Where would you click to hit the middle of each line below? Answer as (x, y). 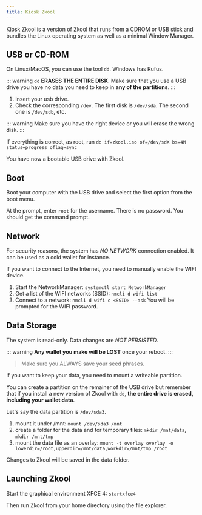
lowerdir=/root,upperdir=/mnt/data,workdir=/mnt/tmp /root (91, 448)
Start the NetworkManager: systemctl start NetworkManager (91, 287)
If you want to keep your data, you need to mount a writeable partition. (94, 375)
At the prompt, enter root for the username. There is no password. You (95, 211)
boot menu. (21, 199)
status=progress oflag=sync (42, 148)
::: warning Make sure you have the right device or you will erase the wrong (100, 124)
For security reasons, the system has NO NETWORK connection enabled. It (100, 251)
